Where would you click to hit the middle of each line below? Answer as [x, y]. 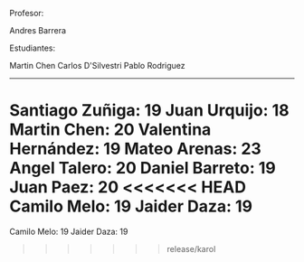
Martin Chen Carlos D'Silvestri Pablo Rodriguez [97, 65]
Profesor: [27, 13]
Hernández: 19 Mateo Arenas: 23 [136, 149]
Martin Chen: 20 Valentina [110, 130]
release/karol [191, 248]
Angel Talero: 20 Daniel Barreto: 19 [142, 168]
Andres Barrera [38, 30]
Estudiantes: [33, 48]
